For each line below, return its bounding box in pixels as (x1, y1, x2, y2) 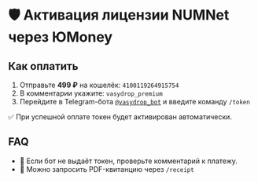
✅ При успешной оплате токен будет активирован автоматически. (8, 112, 232, 122)
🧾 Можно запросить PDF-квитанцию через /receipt (19, 164, 194, 173)
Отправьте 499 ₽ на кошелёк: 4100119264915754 (19, 80, 179, 89)
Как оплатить (8, 60, 79, 73)
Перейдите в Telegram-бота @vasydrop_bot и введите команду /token (19, 97, 250, 106)
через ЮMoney (8, 28, 112, 46)
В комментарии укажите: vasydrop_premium (19, 89, 163, 98)
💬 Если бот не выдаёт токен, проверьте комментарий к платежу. (19, 156, 238, 166)
